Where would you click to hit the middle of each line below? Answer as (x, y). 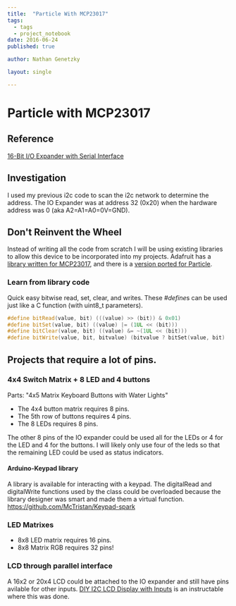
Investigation (37, 178)
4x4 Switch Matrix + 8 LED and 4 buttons (79, 380)
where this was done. (38, 596)
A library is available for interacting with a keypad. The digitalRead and (110, 484)
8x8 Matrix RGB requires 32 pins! (66, 548)
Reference (31, 139)
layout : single (30, 72)
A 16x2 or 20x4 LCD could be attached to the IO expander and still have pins (118, 581)
